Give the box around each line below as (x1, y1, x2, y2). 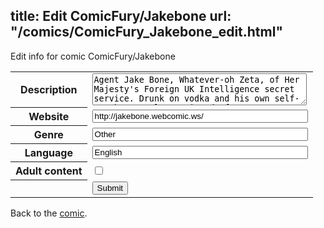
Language (24, 146, 73, 160)
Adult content (15, 164, 83, 178)
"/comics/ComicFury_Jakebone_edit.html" (10, 24, 284, 41)
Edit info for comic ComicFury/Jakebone (10, 50, 176, 62)
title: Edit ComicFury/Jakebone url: (10, 8, 232, 25)
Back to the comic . (10, 207, 88, 219)
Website (28, 110, 70, 124)
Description (20, 83, 78, 97)
